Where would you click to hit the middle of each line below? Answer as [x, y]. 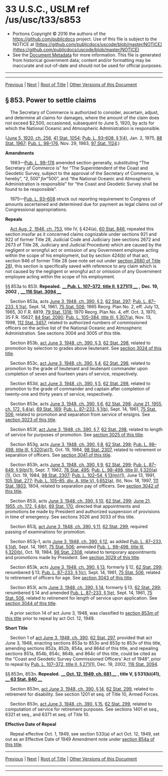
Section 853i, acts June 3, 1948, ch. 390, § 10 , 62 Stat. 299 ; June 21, [80, 501]
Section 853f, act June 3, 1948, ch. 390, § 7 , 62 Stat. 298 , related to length [86, 429]
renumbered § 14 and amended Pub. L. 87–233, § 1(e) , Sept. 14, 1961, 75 [79, 593]
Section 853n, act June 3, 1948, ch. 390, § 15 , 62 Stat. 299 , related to [81, 704]
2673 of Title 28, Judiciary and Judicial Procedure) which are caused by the [83, 245]
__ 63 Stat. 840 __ [24, 679]
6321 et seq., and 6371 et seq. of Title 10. [47, 714]
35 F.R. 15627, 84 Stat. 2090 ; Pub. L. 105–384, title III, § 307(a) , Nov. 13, [78, 317]
